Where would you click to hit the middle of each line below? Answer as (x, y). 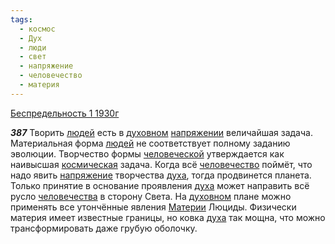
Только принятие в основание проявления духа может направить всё (160, 185)
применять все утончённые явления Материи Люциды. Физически (153, 207)
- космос (37, 29)
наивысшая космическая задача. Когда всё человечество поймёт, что (161, 164)
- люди (33, 47)
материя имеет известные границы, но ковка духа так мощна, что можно (168, 217)
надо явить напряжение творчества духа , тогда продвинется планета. (161, 175)
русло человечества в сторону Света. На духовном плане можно (151, 196)
